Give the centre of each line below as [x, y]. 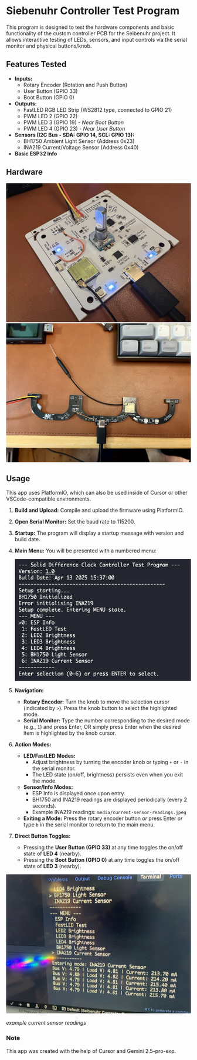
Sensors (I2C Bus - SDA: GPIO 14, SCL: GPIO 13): [74, 135]
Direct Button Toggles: [43, 836]
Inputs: [23, 78]
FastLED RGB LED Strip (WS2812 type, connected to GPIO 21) [98, 109]
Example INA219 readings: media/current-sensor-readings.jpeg [109, 812]
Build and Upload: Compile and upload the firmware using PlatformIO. [99, 511]
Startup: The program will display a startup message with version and [99, 533]
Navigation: [29, 691]
